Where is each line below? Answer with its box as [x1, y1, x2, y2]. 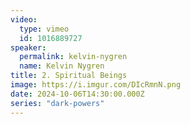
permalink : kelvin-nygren [19, 52, 128, 62]
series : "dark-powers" [10, 98, 105, 108]
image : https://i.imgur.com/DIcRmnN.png [10, 80, 182, 90]
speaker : [10, 42, 47, 53]
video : [10, 14, 38, 25]
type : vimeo [19, 24, 70, 34]
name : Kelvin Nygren [19, 61, 105, 71]
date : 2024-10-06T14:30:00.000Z [10, 89, 145, 99]
